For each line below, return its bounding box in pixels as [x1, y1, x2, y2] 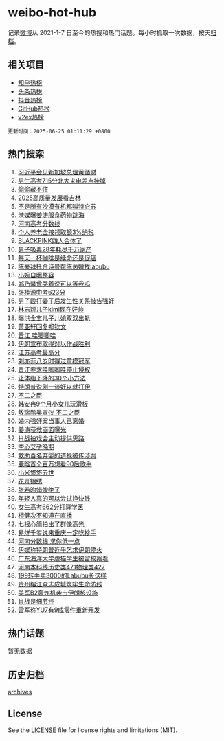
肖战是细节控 [17, 597, 54, 605]
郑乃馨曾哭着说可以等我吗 [17, 280, 91, 288]
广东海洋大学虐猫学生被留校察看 [17, 554, 109, 562]
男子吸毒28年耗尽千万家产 [17, 245, 92, 253]
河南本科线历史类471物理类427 [17, 562, 105, 571]
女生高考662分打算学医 [17, 503, 84, 511]
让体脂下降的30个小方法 [17, 374, 87, 382]
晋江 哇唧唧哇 [17, 331, 56, 339]
